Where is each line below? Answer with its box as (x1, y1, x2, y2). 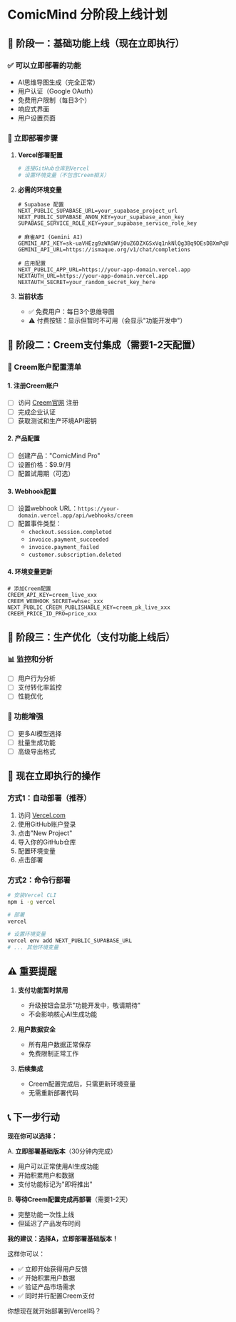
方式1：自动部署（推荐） (7, 793, 91, 803)
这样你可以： (7, 1249, 45, 1258)
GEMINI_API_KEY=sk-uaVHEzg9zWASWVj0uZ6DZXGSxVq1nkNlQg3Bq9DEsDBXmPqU (17, 240, 230, 247)
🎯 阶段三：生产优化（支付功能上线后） (7, 631, 175, 643)
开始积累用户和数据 (17, 1171, 75, 1179)
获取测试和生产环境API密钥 (17, 416, 98, 425)
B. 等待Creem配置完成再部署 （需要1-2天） (7, 1195, 132, 1204)
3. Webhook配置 (7, 487, 57, 495)
